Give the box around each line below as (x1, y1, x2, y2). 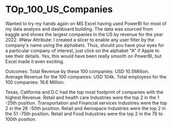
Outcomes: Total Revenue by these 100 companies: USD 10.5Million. (5, 68, 149, 74)
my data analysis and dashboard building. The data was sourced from (5, 26, 153, 32)
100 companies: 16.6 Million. (5, 79, 65, 85)
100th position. (5, 116, 37, 122)
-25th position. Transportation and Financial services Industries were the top (5, 99, 167, 106)
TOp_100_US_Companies (5, 4, 113, 15)
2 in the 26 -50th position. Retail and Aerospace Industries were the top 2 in (5, 105, 166, 111)
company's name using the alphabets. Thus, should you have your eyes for (5, 42, 164, 48)
